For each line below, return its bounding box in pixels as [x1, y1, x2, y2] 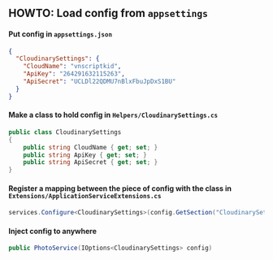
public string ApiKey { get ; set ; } [23, 150, 148, 159]
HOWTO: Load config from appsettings [8, 6, 209, 20]
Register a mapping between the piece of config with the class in [8, 183, 232, 193]
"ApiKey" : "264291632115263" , [23, 70, 126, 78]
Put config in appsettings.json [8, 28, 112, 39]
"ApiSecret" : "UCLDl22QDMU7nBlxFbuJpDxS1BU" [23, 77, 176, 86]
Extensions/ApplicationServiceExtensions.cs [8, 192, 162, 200]
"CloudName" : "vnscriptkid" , [23, 63, 122, 71]
